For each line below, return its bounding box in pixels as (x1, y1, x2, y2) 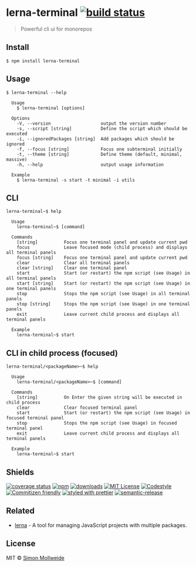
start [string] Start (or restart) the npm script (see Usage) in (16, 281, 191, 286)
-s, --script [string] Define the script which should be (16, 125, 188, 132)
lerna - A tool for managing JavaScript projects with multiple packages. (14, 521, 187, 529)
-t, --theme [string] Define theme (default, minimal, (16, 151, 183, 157)
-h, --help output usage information (16, 162, 164, 168)
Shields (6, 467, 34, 477)
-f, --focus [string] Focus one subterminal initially (16, 146, 183, 152)
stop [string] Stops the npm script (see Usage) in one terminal (16, 301, 191, 307)
